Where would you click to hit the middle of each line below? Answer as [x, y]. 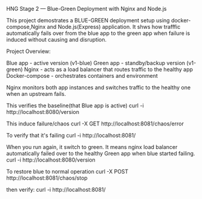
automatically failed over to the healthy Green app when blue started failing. [101, 153]
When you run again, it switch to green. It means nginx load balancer [92, 147]
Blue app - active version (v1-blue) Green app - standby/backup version [96, 63]
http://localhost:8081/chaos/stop [47, 178]
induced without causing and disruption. [57, 39]
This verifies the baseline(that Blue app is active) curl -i [75, 106]
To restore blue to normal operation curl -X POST [67, 172]
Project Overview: [29, 51]
